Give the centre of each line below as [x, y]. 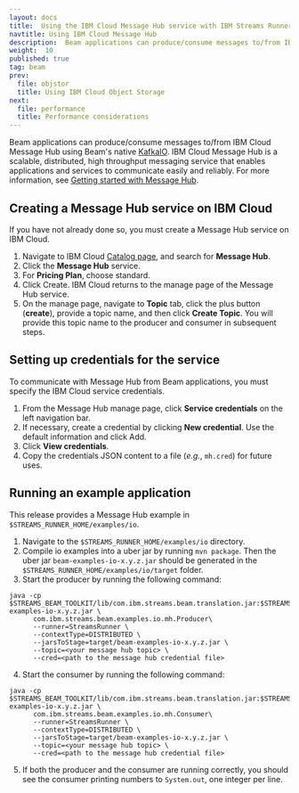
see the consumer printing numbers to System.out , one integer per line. [152, 779]
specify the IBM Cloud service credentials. [87, 391]
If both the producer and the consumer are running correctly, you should [155, 769]
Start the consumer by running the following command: [123, 674]
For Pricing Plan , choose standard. [86, 275]
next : [19, 100]
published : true [39, 59]
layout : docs [33, 17]
